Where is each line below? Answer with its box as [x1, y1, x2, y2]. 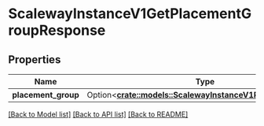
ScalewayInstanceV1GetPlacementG [8, 5, 252, 23]
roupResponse [8, 21, 106, 39]
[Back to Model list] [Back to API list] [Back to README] [8, 109, 189, 119]
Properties [8, 53, 61, 66]
